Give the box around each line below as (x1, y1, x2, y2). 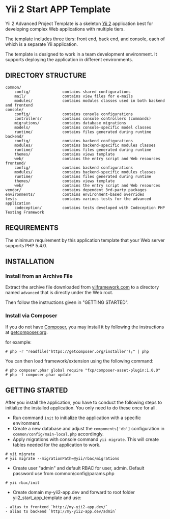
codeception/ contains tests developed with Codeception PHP (14, 205, 165, 210)
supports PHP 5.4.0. (5, 242, 47, 248)
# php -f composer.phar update (5, 372, 72, 377)
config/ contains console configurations (14, 111, 133, 117)
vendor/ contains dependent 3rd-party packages (5, 187, 147, 192)
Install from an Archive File (5, 272, 73, 279)
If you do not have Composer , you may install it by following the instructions (5, 324, 164, 330)
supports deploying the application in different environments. (5, 56, 133, 62)
